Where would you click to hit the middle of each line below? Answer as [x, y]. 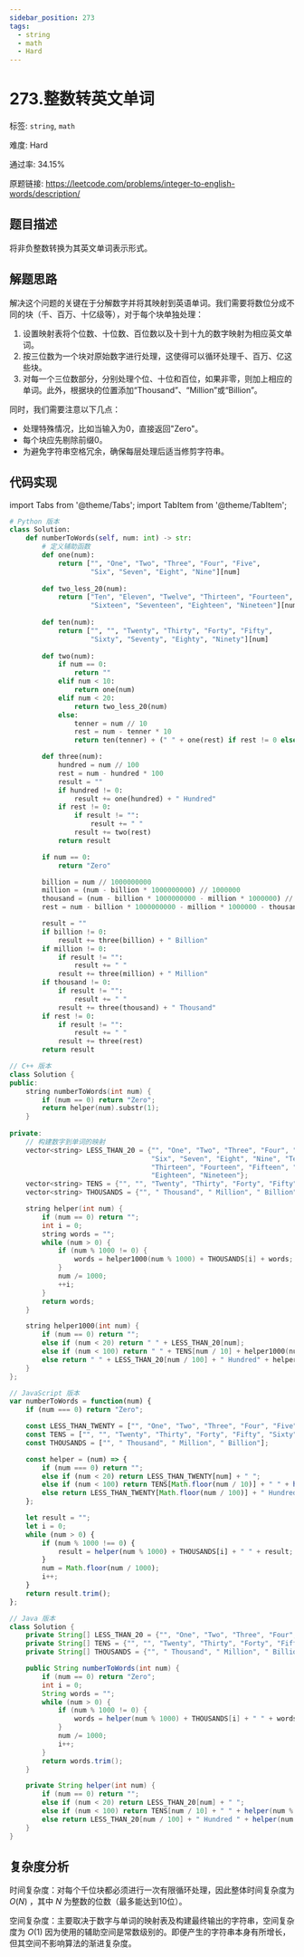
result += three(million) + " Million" [133, 974]
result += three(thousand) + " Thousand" [137, 1007]
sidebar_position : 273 [52, 18]
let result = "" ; [58, 1518]
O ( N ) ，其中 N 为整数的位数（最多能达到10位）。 [98, 1902]
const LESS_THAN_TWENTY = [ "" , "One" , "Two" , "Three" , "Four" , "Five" [161, 1426]
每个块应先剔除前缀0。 [65, 439]
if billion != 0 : [74, 932]
